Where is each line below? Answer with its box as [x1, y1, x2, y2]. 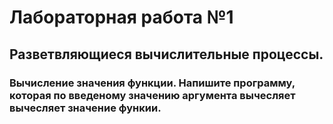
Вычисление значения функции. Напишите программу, [9, 76, 296, 90]
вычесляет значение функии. [9, 101, 162, 115]
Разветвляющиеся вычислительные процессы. [9, 46, 324, 63]
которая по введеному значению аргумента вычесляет [9, 88, 296, 102]
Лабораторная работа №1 [9, 6, 234, 29]
